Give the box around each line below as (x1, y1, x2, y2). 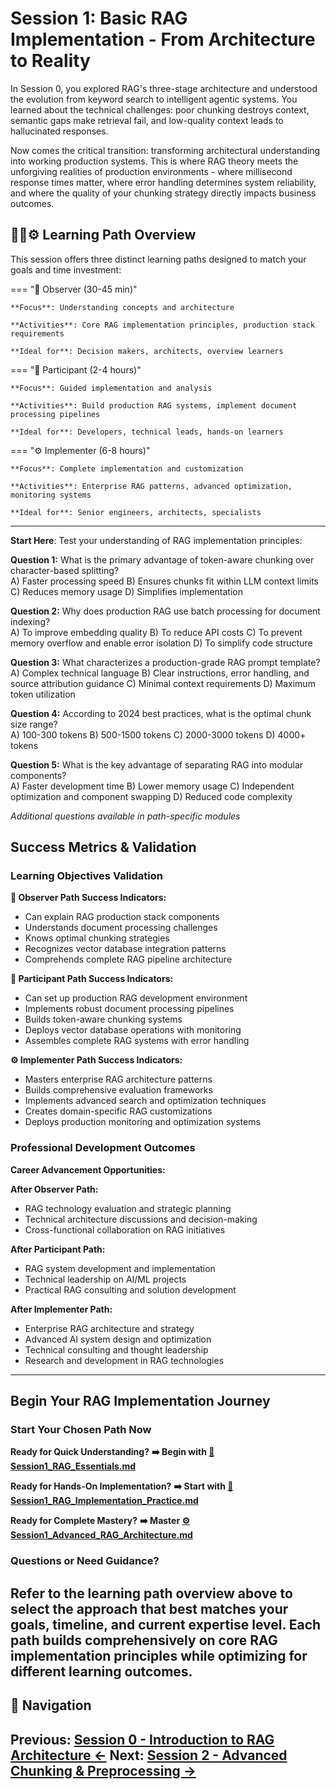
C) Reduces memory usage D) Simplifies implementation (10, 585, 243, 597)
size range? (10, 718, 58, 730)
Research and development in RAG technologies (24, 1354, 225, 1366)
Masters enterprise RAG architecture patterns (24, 1073, 213, 1086)
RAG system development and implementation (24, 1262, 216, 1274)
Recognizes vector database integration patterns (24, 943, 227, 955)
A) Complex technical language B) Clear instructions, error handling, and (10, 667, 310, 679)
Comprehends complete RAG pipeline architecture (24, 953, 233, 966)
